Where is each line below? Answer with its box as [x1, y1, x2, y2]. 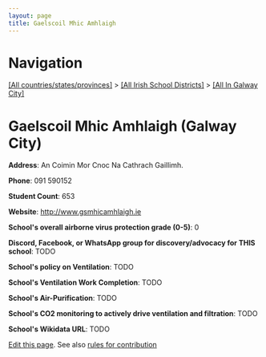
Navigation [8, 54, 83, 72]
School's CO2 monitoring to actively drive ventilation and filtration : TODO [8, 309, 258, 318]
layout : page [8, 11, 52, 20]
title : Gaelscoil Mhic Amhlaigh [8, 19, 116, 27]
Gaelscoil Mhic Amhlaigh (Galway [8, 117, 237, 135]
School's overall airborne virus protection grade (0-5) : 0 [8, 222, 199, 233]
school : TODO [8, 246, 56, 257]
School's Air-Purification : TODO [8, 294, 118, 303]
